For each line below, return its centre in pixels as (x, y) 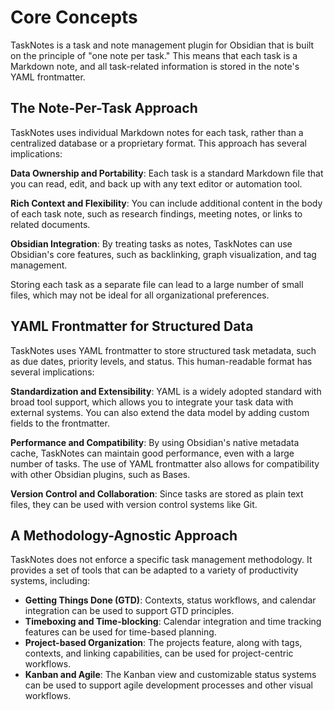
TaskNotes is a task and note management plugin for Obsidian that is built (162, 45)
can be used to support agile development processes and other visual (168, 685)
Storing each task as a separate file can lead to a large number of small (157, 284)
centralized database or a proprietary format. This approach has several (158, 143)
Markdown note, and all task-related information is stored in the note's (155, 66)
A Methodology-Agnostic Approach (124, 535)
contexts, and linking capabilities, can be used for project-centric (159, 653)
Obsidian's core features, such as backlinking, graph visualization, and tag (163, 254)
